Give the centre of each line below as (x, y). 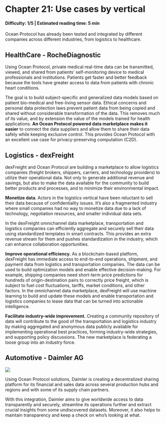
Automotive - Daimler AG (44, 358)
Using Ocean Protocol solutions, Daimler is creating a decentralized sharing (82, 379)
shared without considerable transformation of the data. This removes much (83, 113)
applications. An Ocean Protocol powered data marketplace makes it (77, 124)
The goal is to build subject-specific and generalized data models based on (82, 98)
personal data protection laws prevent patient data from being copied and (80, 108)
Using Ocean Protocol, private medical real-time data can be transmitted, (80, 67)
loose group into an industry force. (40, 342)
